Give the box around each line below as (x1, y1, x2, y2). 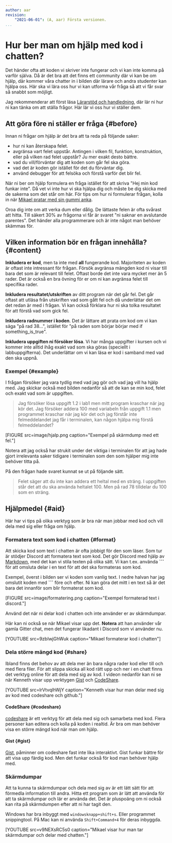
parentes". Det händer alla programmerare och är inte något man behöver (5, 217, 161, 224)
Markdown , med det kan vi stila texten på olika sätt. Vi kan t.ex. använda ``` (5, 559, 164, 565)
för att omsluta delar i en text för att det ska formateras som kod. (5, 564, 142, 571)
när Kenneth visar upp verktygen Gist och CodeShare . (5, 676, 120, 683)
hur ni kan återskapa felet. (12, 143, 68, 149)
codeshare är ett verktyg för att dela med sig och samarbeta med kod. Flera (5, 715, 166, 721)
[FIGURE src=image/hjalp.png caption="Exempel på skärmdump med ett (5, 432, 159, 438)
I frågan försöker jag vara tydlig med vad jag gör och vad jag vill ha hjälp (5, 379, 158, 386)
